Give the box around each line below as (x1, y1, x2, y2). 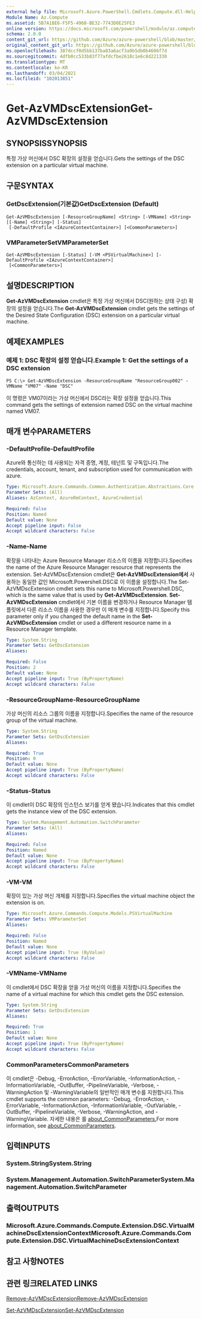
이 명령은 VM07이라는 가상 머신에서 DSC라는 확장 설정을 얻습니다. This (6, 394, 172, 401)
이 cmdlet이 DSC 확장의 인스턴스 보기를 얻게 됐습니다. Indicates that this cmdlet (6, 801, 195, 808)
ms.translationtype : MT (6, 59, 66, 65)
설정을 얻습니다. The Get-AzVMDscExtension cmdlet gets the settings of (17, 304, 195, 312)
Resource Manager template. (6, 625, 78, 632)
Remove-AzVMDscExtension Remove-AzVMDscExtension (6, 1294, 148, 1302)
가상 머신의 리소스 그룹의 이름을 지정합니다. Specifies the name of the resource (6, 709, 194, 717)
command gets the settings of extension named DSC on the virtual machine (6, 401, 193, 408)
